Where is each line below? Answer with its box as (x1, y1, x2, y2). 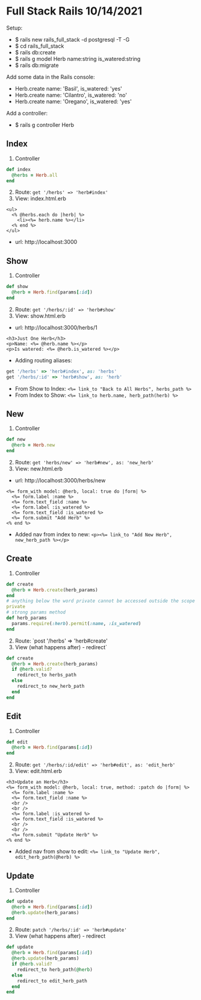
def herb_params (6, 615, 47, 621)
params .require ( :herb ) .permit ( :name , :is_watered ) (11, 620, 141, 626)
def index (6, 166, 31, 173)
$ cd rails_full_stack (14, 42, 64, 50)
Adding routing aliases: (14, 356, 72, 364)
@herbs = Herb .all (11, 172, 58, 178)
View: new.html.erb (14, 465, 63, 472)
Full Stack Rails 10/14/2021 (6, 4, 143, 18)
